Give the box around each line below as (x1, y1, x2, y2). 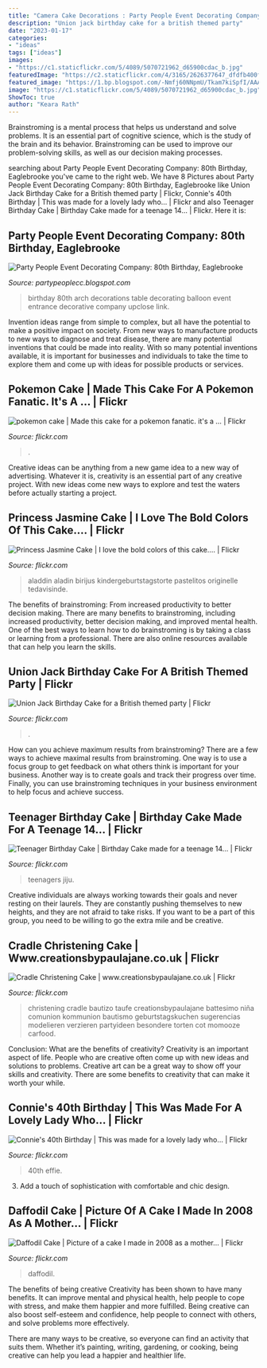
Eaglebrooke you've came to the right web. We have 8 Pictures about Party (8, 172, 254, 182)
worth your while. (8, 1078, 66, 1087)
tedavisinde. (27, 584, 68, 594)
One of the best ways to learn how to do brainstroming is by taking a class (8, 625, 252, 635)
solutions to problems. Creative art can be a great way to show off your (8, 1061, 242, 1071)
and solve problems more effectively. (8, 1318, 130, 1327)
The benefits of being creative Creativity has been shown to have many (8, 1284, 242, 1294)
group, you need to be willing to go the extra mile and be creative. (8, 916, 224, 926)
